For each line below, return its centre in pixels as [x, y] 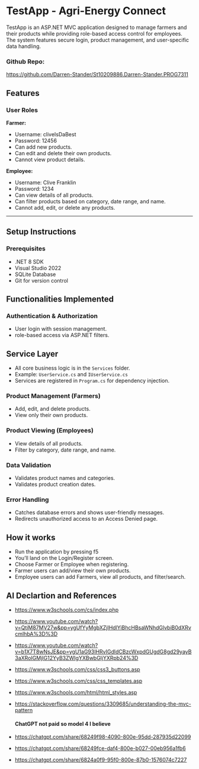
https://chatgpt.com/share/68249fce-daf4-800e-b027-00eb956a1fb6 [100, 748]
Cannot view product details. [50, 159]
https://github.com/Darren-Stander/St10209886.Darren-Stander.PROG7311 [97, 75]
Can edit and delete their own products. [63, 153]
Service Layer [32, 354]
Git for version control [41, 280]
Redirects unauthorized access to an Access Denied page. [86, 519]
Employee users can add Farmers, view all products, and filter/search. [100, 577]
